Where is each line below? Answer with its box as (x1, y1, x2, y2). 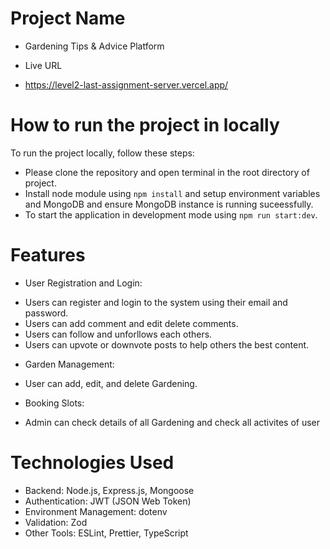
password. (24, 307, 69, 319)
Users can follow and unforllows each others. (24, 328, 213, 340)
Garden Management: (24, 358, 115, 370)
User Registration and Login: (24, 277, 143, 289)
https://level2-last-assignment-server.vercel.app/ (24, 78, 229, 91)
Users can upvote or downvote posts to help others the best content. (24, 338, 310, 351)
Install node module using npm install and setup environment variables (24, 187, 321, 199)
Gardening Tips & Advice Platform (24, 40, 165, 52)
